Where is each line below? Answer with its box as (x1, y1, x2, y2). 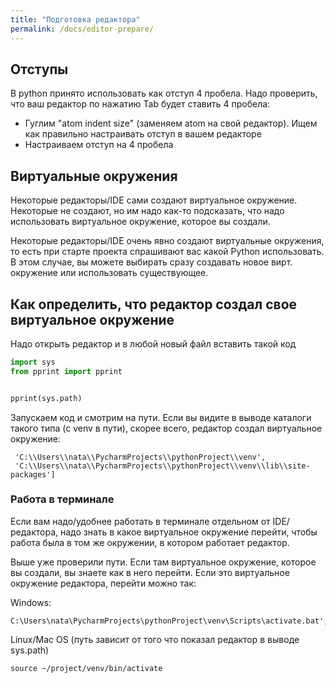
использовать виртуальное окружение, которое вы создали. (10, 216, 271, 228)
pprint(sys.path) (10, 393, 83, 403)
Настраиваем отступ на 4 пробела (24, 139, 174, 151)
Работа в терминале (10, 492, 115, 506)
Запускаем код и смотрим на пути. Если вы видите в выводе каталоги (10, 411, 312, 423)
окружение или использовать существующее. (10, 267, 209, 279)
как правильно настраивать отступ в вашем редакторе (24, 128, 262, 140)
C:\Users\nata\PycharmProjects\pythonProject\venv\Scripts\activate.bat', (10, 616, 329, 626)
